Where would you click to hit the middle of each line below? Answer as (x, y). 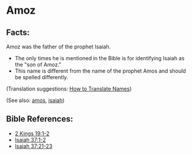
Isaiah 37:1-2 (30, 139)
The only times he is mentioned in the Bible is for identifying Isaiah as (100, 58)
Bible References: (40, 119)
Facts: (18, 32)
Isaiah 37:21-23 (33, 146)
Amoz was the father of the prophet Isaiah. (59, 46)
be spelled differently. (41, 77)
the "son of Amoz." (38, 64)
